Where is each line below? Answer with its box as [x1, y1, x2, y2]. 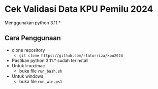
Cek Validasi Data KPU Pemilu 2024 [4, 3, 153, 15]
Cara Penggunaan [4, 34, 61, 42]
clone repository [11, 47, 45, 53]
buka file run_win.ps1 [19, 78, 63, 84]
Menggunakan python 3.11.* [4, 20, 61, 26]
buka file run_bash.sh [19, 68, 63, 74]
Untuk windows [11, 73, 44, 79]
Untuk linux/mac [11, 62, 45, 68]
